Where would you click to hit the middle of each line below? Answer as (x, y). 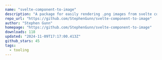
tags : (10, 45)
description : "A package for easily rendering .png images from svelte (78, 14)
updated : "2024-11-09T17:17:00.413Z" (43, 37)
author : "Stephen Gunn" (29, 23)
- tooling (19, 50)
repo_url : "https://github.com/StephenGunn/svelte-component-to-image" (78, 18)
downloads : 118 (20, 32)
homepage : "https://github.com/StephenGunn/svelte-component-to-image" (78, 28)
